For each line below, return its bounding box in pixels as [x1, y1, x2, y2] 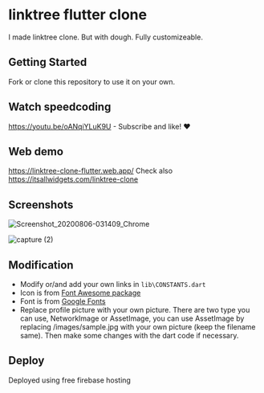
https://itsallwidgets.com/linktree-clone [8, 174, 139, 184]
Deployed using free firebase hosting [8, 375, 131, 385]
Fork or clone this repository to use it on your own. [8, 76, 176, 86]
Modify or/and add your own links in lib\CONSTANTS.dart [19, 280, 206, 289]
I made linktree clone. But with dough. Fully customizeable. [8, 32, 203, 42]
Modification [8, 258, 74, 272]
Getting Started [8, 55, 87, 69]
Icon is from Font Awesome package [19, 288, 141, 297]
